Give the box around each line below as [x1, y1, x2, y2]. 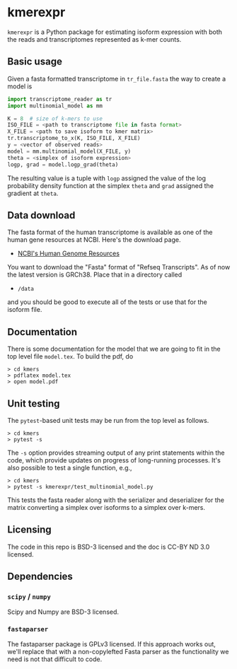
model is [7, 82, 33, 91]
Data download [7, 209, 76, 221]
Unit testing [7, 397, 60, 409]
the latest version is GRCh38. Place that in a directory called [7, 270, 183, 279]
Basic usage [7, 56, 62, 68]
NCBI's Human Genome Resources [17, 249, 120, 258]
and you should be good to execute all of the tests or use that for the [7, 298, 207, 306]
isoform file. [7, 306, 42, 314]
